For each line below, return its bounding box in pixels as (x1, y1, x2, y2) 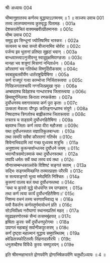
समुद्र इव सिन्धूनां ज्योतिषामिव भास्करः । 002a (5, 38, 79, 43)
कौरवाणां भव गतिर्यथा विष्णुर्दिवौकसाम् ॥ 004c (5, 66, 78, 72)
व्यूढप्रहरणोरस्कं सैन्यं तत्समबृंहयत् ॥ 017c (5, 213, 71, 219)
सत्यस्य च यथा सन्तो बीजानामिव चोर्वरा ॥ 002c (5, 43, 81, 49)
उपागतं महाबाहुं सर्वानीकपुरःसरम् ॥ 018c (5, 225, 69, 230)
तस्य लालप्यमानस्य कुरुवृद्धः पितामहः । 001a (5, 21, 76, 26)
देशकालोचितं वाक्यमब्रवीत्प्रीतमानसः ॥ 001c (5, 26, 73, 32)
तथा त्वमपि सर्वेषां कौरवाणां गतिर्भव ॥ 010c (5, 134, 73, 140)
